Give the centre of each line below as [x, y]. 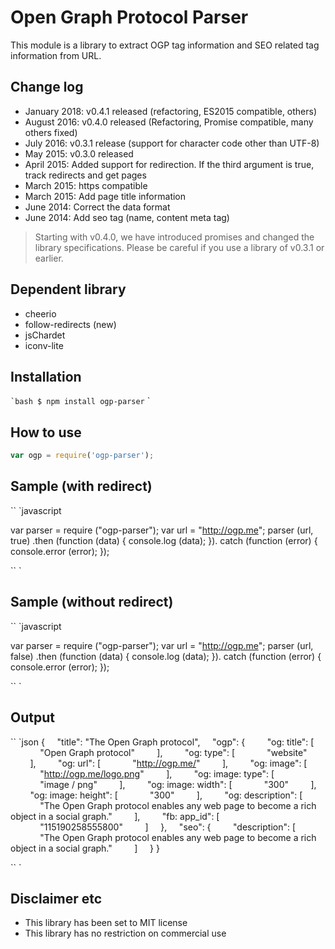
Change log [47, 87]
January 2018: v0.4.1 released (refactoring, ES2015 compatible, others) [171, 111]
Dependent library [68, 289]
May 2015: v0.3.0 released [79, 153]
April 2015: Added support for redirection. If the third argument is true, [169, 164]
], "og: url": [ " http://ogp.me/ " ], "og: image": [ [168, 763]
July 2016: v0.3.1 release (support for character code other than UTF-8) [172, 143]
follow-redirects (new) [70, 324]
